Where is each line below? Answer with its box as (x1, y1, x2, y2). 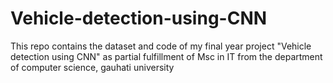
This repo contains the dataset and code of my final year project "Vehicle (10, 40, 312, 52)
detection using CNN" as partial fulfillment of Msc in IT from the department (10, 50, 323, 62)
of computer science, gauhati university (10, 61, 175, 73)
